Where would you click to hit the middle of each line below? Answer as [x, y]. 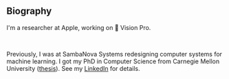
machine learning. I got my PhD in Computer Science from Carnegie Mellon [113, 61]
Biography [29, 11]
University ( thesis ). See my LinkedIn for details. [73, 68]
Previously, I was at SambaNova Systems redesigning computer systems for [115, 54]
